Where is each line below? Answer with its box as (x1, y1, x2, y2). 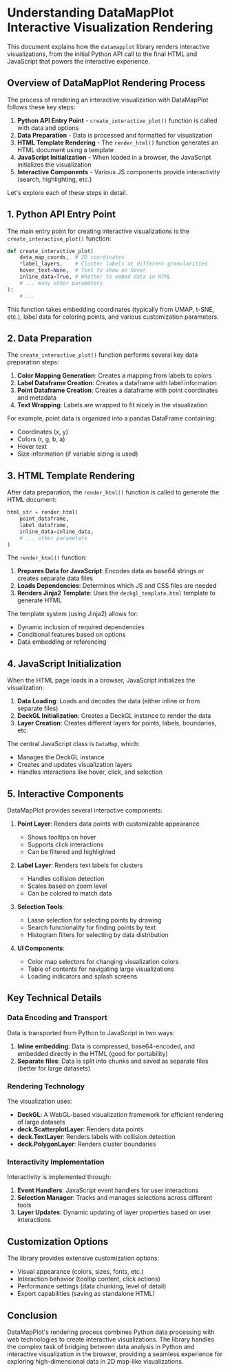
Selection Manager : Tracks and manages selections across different (17, 1194, 213, 1202)
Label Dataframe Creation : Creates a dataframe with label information (17, 379, 217, 387)
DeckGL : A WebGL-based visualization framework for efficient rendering (17, 1111, 224, 1119)
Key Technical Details (7, 992, 102, 1004)
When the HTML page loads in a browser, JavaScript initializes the (7, 676, 196, 685)
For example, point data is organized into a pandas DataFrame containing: (7, 414, 217, 423)
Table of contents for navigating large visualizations (27, 965, 174, 973)
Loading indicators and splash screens (27, 972, 138, 981)
